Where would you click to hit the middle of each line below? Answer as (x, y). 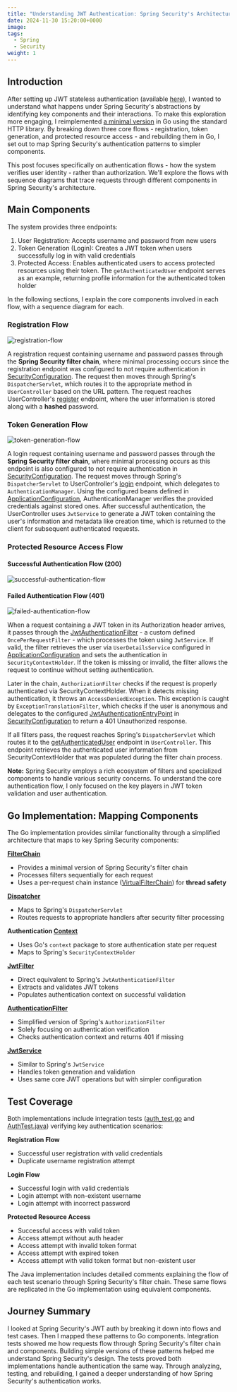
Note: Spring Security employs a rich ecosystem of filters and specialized (115, 771)
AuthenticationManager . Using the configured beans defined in (98, 491)
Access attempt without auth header (71, 1238)
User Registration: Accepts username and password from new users (117, 240)
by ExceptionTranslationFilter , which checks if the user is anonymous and (117, 706)
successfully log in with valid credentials (76, 256)
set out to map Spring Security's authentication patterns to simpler (104, 144)
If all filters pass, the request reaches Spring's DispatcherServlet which (111, 735)
